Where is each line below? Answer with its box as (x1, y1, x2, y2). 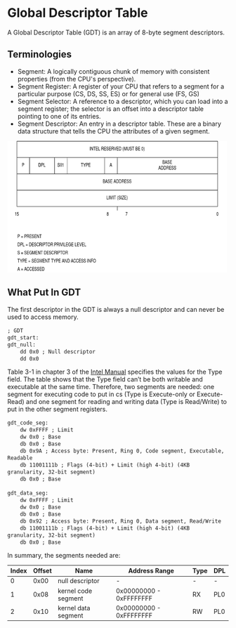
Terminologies (7, 48, 72, 60)
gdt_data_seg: (7, 490, 49, 497)
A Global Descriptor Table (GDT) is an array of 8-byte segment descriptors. (7, 28, 225, 37)
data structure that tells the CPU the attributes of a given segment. (17, 126, 210, 135)
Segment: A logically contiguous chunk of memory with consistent (17, 67, 210, 75)
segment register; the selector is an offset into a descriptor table (17, 104, 204, 113)
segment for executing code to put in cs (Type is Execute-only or (7, 390, 195, 398)
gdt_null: (7, 341, 37, 348)
